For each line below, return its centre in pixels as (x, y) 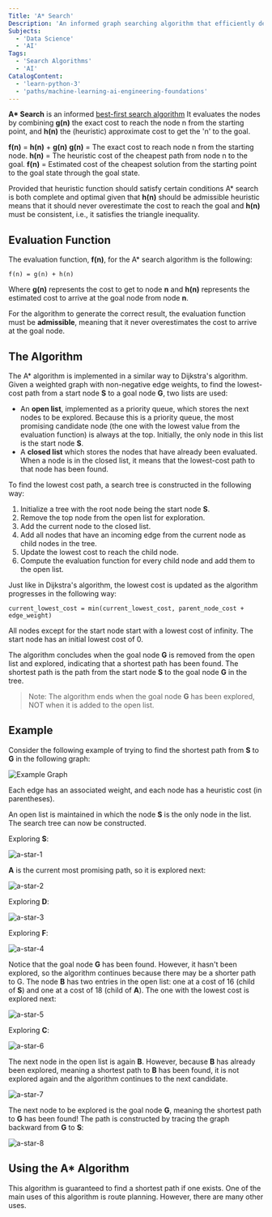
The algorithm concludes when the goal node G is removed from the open (132, 655)
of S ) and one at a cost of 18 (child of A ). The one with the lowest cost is (129, 990)
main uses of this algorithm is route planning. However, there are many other (136, 1197)
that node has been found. (64, 469)
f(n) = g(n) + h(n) (41, 275)
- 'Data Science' (45, 38)
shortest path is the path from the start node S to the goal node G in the (128, 672)
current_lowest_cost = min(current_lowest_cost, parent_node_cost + (126, 608)
